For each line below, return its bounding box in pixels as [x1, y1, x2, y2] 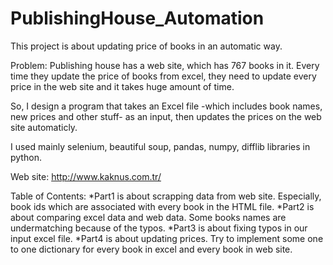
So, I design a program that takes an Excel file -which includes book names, [10, 100, 323, 112]
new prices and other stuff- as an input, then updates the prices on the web [10, 110, 322, 122]
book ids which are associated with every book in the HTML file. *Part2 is [10, 200, 315, 212]
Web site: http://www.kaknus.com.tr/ [10, 170, 162, 182]
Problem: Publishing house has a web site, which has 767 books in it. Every [10, 59, 320, 71]
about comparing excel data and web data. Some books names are [10, 211, 287, 223]
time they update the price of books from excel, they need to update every [10, 70, 317, 82]
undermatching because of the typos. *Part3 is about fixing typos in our [10, 222, 308, 234]
